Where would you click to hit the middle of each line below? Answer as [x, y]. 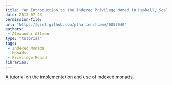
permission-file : [24, 19]
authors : [15, 29]
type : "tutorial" [24, 39]
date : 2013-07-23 [24, 15]
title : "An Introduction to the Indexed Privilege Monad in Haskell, [81, 10]
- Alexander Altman [28, 34]
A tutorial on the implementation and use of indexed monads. [70, 77]
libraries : [17, 62]
